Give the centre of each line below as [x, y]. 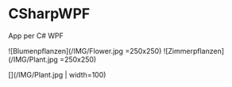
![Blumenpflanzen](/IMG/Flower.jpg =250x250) [85, 51]
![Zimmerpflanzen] [194, 51]
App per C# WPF [36, 36]
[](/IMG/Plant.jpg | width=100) [57, 74]
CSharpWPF [49, 14]
